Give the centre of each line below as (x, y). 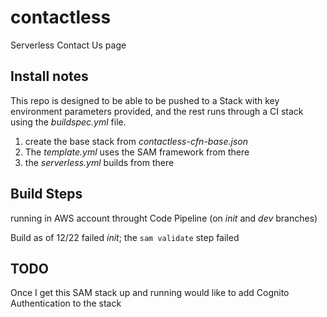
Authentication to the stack (66, 303)
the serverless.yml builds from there (99, 162)
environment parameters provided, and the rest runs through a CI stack (157, 111)
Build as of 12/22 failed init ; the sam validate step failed (125, 237)
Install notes (49, 76)
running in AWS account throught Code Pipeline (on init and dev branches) (164, 218)
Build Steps (46, 194)
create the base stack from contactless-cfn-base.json (136, 141)
